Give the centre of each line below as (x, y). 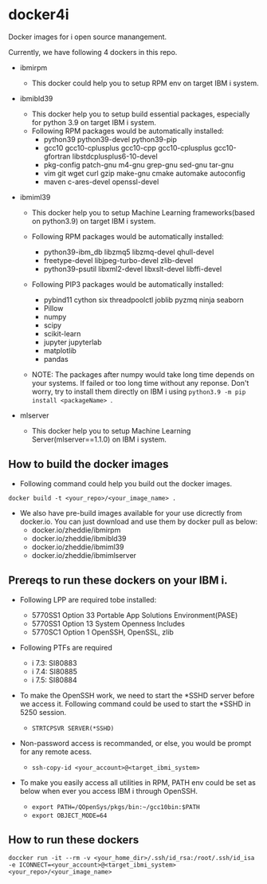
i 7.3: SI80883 (54, 662)
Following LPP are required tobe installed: (88, 599)
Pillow (53, 308)
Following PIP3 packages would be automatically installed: (128, 284)
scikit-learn (62, 333)
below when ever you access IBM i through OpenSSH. (108, 791)
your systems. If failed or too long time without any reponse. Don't (140, 383)
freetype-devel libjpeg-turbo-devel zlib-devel (118, 260)
